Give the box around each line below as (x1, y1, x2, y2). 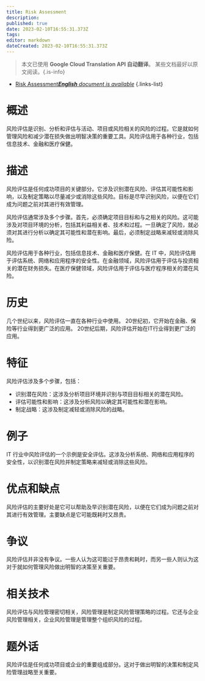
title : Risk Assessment (6, 9, 67, 15)
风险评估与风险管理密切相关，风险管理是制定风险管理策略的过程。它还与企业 (6, 608, 199, 616)
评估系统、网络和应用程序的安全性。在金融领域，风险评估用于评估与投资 (11, 257, 193, 264)
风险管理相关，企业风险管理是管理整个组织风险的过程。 (6, 616, 145, 623)
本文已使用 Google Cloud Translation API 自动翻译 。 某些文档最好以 (21, 60, 193, 68)
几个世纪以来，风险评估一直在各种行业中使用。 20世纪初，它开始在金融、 (6, 317, 191, 324)
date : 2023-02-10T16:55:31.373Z (6, 26, 88, 32)
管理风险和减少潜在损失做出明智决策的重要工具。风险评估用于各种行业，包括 (6, 132, 199, 140)
